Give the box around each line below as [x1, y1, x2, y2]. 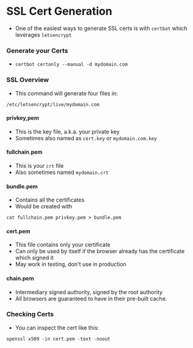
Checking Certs [6, 310, 54, 319]
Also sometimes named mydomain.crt [15, 168, 109, 176]
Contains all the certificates [15, 196, 84, 203]
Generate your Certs [6, 46, 68, 55]
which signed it [15, 254, 54, 262]
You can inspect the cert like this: [15, 323, 100, 331]
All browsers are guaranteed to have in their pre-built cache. [15, 295, 167, 302]
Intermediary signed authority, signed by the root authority [15, 288, 163, 295]
